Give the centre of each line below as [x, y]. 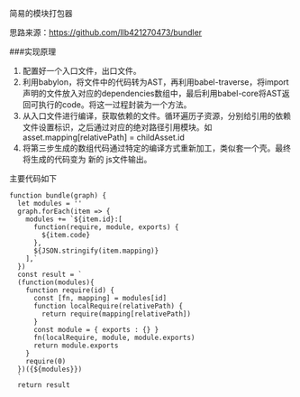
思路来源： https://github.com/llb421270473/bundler [106, 32]
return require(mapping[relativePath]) [117, 314]
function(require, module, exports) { [106, 227]
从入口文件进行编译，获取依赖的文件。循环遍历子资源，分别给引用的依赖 [156, 116]
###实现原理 [33, 51]
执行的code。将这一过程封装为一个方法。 [115, 105]
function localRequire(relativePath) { [108, 306]
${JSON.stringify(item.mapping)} [96, 251]
